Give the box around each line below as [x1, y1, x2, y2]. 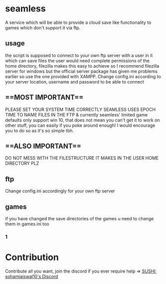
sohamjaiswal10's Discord [5, 273, 58, 279]
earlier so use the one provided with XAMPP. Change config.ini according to [5, 73, 162, 80]
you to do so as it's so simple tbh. [5, 127, 74, 133]
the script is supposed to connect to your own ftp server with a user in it [5, 52, 153, 58]
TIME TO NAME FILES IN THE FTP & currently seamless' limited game [5, 111, 148, 117]
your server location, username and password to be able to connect [5, 79, 144, 85]
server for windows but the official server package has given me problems [5, 68, 158, 74]
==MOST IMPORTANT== [5, 93, 83, 102]
